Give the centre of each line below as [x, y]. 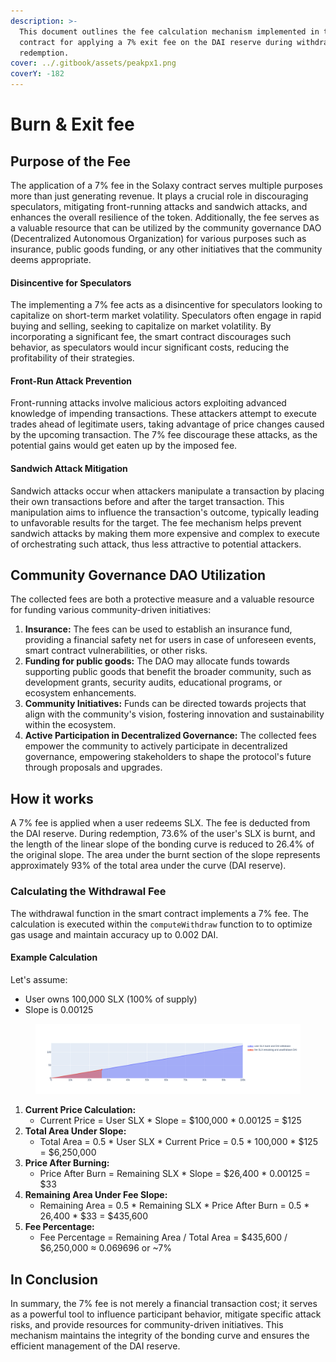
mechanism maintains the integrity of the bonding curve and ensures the [160, 1336]
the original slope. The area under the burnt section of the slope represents [165, 855]
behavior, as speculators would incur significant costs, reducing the [150, 347]
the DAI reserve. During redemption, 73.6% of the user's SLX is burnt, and [163, 834]
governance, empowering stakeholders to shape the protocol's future [168, 757]
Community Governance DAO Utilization [138, 575]
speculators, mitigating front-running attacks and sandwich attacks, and [159, 206]
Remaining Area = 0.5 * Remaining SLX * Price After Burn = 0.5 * [174, 1206]
